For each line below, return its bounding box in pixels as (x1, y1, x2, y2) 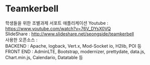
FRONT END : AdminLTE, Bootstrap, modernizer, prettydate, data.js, (5, 48, 145, 55)
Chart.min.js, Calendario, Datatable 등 (5, 54, 83, 60)
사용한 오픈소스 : (5, 37, 38, 43)
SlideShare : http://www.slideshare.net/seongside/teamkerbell (5, 31, 134, 37)
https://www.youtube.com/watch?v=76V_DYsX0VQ (5, 25, 111, 31)
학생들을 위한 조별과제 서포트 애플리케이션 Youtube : (5, 20, 109, 26)
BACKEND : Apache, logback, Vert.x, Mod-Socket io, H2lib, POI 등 (5, 43, 142, 49)
